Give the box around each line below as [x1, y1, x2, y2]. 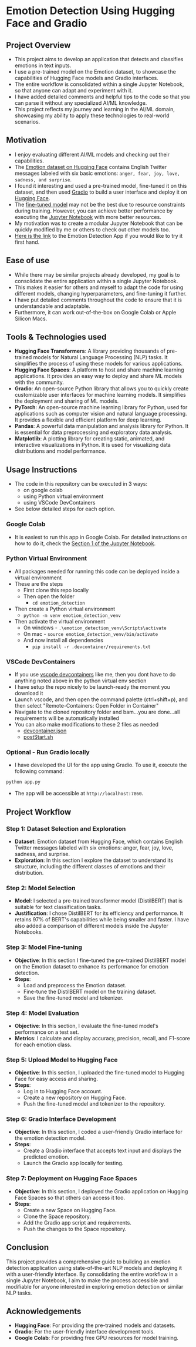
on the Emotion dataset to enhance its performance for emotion [14, 963, 169, 970]
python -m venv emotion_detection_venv [23, 612, 121, 619]
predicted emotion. [23, 1153, 69, 1160]
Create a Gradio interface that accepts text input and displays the [23, 1147, 182, 1154]
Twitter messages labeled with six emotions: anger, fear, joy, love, [14, 844, 174, 851]
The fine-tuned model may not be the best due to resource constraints [14, 201, 185, 208]
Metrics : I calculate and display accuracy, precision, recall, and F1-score [14, 1034, 191, 1041]
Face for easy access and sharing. [14, 1076, 99, 1083]
